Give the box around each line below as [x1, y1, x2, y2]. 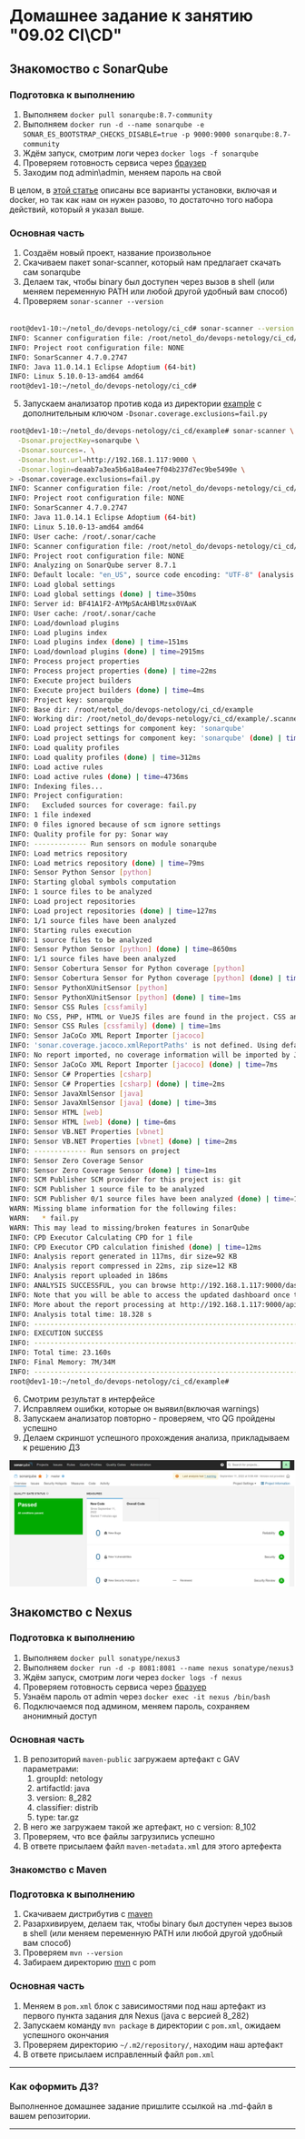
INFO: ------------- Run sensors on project [9, 1146, 181, 1156]
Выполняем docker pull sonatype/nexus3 [22, 1652, 181, 1663]
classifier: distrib [35, 1802, 99, 1813]
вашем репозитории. [9, 2110, 91, 2121]
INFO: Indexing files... [9, 782, 103, 791]
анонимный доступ [22, 1710, 97, 1721]
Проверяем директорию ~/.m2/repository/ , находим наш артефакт [22, 2039, 284, 2050]
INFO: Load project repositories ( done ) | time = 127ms [9, 907, 218, 916]
